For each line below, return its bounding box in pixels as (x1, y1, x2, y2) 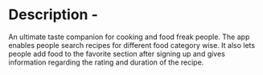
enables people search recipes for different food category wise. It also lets (8, 40, 256, 49)
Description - (8, 6, 98, 24)
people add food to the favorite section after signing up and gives (8, 49, 225, 58)
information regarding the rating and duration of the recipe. (8, 57, 204, 67)
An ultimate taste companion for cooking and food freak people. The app (8, 32, 250, 41)
